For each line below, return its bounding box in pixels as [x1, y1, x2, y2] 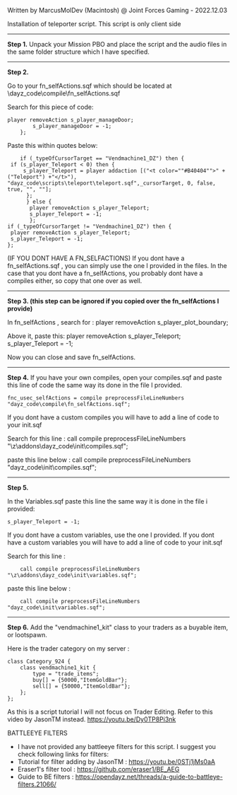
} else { [25, 198, 52, 205]
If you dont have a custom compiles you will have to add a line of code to [7, 413, 219, 422]
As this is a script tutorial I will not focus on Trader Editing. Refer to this [7, 707, 213, 716]
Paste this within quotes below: [7, 141, 98, 149]
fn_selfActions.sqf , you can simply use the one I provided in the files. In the [7, 262, 228, 269]
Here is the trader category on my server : [7, 644, 130, 653]
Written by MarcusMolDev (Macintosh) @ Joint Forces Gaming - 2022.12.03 [7, 6, 228, 14]
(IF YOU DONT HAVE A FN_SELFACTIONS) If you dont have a [7, 254, 185, 262]
